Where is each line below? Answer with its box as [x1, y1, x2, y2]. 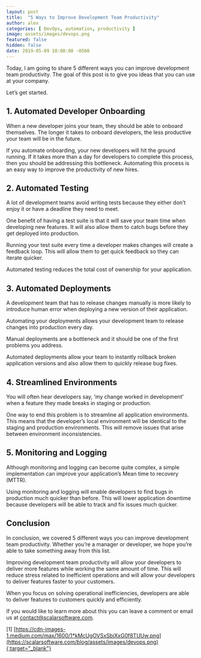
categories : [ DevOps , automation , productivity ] [6, 25, 136, 32]
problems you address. [6, 342, 63, 349]
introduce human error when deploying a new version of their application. [6, 306, 188, 313]
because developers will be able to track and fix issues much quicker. [6, 501, 178, 508]
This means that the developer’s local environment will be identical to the [6, 418, 187, 424]
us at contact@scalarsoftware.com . [6, 614, 94, 621]
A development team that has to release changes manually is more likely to [6, 299, 191, 306]
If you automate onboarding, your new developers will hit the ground [6, 147, 176, 154]
